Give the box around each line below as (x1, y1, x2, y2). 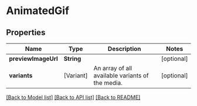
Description (107, 45, 142, 53)
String (63, 54, 81, 63)
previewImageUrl (9, 54, 59, 63)
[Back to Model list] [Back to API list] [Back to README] (6, 94, 141, 101)
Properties (6, 28, 46, 37)
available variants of (93, 71, 149, 80)
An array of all (93, 64, 133, 72)
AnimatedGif (6, 4, 69, 18)
